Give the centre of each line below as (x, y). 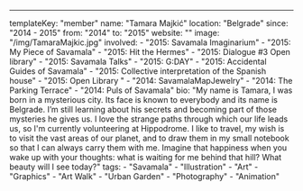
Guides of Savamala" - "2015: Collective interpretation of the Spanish (138, 71)
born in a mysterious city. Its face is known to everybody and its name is (143, 100)
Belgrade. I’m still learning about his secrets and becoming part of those (143, 109)
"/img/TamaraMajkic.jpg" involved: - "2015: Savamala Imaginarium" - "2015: (150, 42)
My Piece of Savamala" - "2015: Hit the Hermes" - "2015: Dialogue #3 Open (150, 52)
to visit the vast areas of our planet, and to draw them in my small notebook (150, 138)
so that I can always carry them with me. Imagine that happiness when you (148, 148)
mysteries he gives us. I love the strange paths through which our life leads (149, 119)
